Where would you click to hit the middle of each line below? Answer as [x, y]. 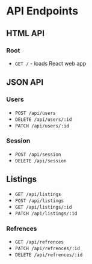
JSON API [25, 82]
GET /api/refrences [39, 242]
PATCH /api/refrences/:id [47, 248]
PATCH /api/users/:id [42, 126]
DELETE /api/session [41, 161]
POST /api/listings [39, 201]
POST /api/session [38, 155]
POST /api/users [35, 113]
